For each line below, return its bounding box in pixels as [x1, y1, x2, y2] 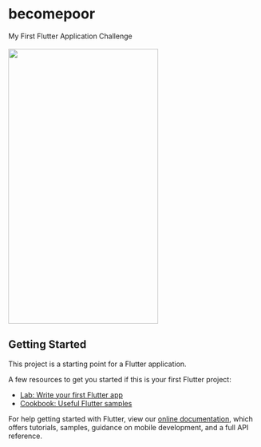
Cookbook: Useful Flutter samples [19, 398, 132, 408]
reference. [8, 431, 42, 441]
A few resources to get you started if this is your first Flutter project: [8, 374, 231, 384]
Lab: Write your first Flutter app [19, 389, 124, 400]
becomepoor [8, 5, 96, 23]
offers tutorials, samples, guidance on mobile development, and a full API [8, 422, 249, 432]
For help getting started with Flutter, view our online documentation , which [8, 413, 254, 424]
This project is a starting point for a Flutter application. [8, 359, 187, 369]
